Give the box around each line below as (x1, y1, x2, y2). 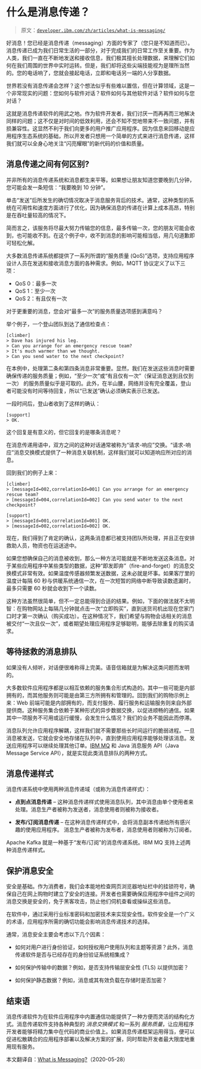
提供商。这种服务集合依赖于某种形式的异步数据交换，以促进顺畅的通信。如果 (6, 706, 195, 713)
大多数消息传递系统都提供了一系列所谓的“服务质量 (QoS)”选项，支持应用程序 (6, 252, 194, 259)
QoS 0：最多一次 (14, 280, 57, 287)
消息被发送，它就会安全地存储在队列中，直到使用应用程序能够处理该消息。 (6, 734, 190, 742)
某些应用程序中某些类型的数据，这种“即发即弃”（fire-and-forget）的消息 (11, 562, 190, 569)
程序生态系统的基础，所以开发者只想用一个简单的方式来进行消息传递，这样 (11, 132, 195, 139)
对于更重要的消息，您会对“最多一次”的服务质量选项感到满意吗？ (6, 307, 163, 315)
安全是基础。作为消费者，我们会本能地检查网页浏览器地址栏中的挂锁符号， (6, 883, 190, 890)
